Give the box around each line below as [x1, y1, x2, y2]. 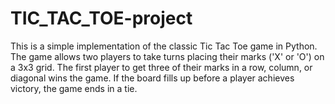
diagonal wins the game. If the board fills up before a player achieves [10, 72, 295, 84]
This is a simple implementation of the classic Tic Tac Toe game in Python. [10, 40, 318, 52]
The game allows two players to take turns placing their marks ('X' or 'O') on [10, 50, 325, 62]
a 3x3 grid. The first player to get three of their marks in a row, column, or [10, 61, 313, 73]
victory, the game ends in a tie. [10, 82, 138, 94]
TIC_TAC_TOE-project [10, 7, 193, 30]
